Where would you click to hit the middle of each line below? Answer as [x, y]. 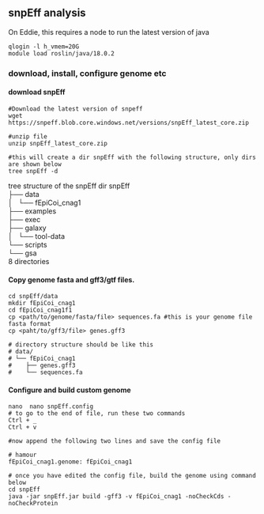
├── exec [25, 219]
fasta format [30, 324]
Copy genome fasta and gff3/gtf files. [72, 279]
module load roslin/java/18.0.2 [61, 53]
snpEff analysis [47, 13]
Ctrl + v [23, 427]
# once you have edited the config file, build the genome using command [132, 476]
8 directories [29, 261]
